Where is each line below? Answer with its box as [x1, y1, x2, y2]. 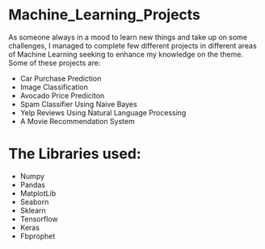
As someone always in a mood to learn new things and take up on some [8, 32, 248, 42]
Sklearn [19, 205, 46, 215]
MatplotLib [19, 188, 57, 198]
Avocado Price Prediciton [19, 90, 105, 100]
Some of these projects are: [8, 58, 101, 68]
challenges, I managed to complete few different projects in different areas [8, 40, 257, 50]
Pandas [19, 180, 46, 189]
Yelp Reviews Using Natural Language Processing [19, 107, 187, 118]
